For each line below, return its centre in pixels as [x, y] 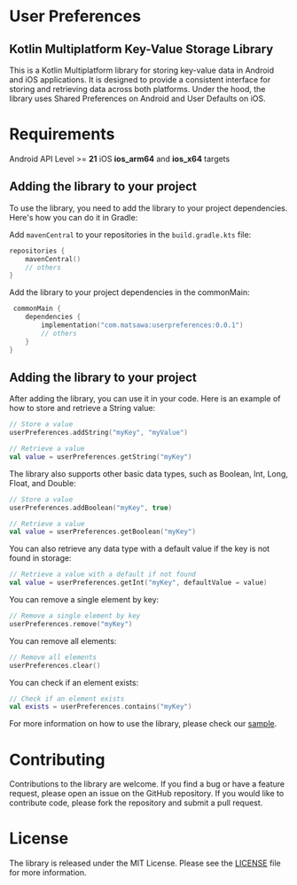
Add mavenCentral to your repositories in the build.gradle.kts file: [130, 234]
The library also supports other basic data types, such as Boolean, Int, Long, [148, 474]
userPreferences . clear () [55, 665]
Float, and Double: [43, 483]
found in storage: [40, 558]
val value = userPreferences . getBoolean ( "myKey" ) [103, 532]
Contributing [57, 760]
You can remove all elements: [63, 640]
